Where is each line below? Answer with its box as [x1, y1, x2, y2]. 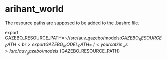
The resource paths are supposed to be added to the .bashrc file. [5, 20, 140, 26]
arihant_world [5, 3, 64, 15]
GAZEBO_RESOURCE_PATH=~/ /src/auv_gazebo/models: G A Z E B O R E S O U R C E [5, 35, 162, 42]
